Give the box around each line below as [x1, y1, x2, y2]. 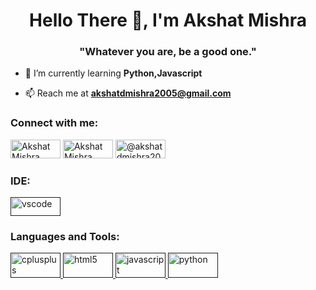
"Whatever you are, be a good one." [79, 45, 257, 59]
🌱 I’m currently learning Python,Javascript [24, 67, 203, 79]
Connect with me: [10, 116, 99, 130]
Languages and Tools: [10, 230, 120, 243]
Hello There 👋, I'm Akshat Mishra [29, 9, 307, 32]
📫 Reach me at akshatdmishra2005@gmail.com [24, 87, 232, 99]
